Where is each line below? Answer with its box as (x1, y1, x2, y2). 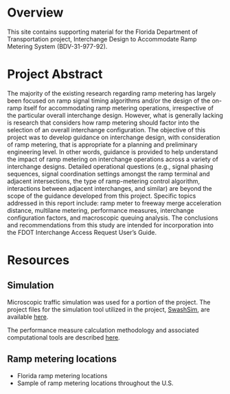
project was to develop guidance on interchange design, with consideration (7, 133, 221, 141)
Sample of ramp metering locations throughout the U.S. (16, 379, 174, 387)
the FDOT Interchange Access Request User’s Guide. (7, 228, 157, 236)
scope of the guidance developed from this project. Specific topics (7, 191, 196, 200)
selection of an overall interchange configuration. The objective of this (7, 125, 206, 134)
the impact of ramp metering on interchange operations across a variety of (7, 155, 218, 163)
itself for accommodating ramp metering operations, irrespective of (23, 103, 214, 112)
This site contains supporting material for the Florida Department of (7, 28, 198, 36)
